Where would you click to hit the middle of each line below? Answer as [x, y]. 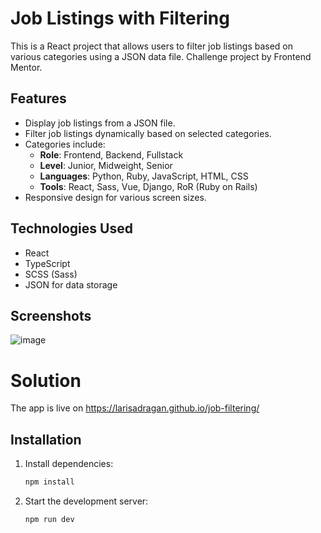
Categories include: [65, 144]
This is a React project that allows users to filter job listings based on [152, 46]
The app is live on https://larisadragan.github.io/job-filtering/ [135, 408]
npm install [49, 482]
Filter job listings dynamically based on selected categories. [148, 133]
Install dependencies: [69, 464]
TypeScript [47, 263]
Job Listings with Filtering [120, 18]
